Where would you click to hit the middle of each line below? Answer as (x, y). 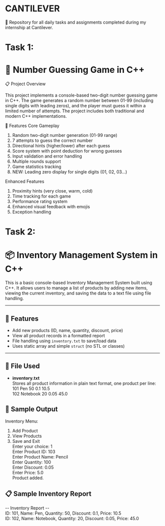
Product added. (28, 478)
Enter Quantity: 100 (32, 462)
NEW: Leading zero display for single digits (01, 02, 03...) (70, 172)
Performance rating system (40, 201)
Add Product (25, 430)
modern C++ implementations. (36, 116)
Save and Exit (26, 441)
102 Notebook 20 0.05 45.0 (40, 394)
